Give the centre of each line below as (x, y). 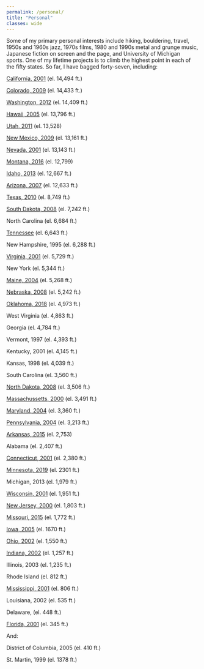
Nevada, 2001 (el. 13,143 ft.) (41, 150)
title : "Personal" (30, 18)
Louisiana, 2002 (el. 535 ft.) (41, 600)
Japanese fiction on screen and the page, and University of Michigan (93, 54)
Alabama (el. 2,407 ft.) (35, 446)
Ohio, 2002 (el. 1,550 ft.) (37, 541)
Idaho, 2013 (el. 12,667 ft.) (39, 174)
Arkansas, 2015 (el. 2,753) (39, 435)
